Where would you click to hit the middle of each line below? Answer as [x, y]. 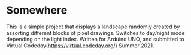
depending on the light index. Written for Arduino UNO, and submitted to [95, 39]
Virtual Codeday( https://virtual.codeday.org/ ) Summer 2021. [80, 46]
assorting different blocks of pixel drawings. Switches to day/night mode [95, 33]
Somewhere [37, 10]
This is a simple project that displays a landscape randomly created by [93, 27]
